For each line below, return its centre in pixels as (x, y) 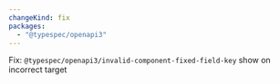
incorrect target (38, 70)
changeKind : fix (39, 18)
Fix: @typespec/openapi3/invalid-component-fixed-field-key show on (140, 61)
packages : (27, 26)
